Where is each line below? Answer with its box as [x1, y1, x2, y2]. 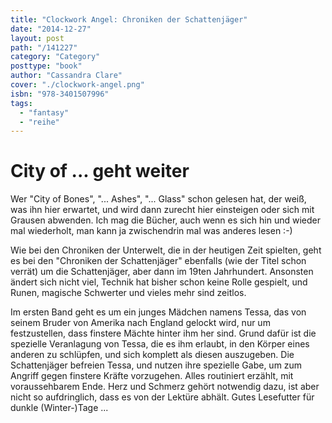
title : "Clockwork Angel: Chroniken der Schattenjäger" [10, 14, 248, 25]
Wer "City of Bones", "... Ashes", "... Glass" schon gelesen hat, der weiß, [10, 193, 307, 205]
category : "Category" [10, 52, 101, 62]
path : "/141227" [10, 42, 78, 53]
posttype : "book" [10, 61, 83, 71]
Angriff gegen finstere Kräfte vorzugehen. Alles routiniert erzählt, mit [10, 370, 294, 382]
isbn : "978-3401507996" [10, 89, 110, 99]
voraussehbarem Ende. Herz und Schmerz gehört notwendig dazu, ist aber [10, 381, 320, 393]
